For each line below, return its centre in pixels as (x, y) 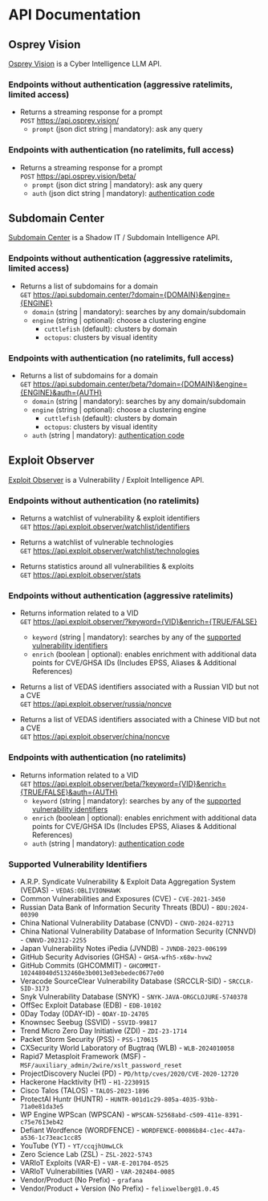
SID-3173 (35, 989)
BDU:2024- (233, 908)
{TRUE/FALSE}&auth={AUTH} (69, 792)
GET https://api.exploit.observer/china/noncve (95, 737)
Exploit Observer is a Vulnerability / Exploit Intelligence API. (106, 480)
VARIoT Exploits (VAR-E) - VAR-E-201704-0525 (94, 1163)
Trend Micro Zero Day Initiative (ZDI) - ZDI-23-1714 (104, 1031)
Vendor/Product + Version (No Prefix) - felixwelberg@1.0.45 (120, 1188)
